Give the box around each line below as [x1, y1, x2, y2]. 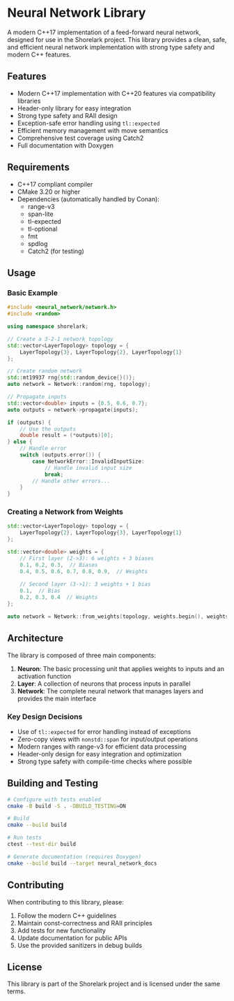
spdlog [27, 239, 48, 247]
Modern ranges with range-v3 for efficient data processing [17, 742, 187, 751]
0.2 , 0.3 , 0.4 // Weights [19, 594, 98, 601]
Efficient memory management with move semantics [17, 126, 169, 134]
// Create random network [7, 368, 82, 375]
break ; [44, 470, 64, 478]
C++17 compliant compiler [17, 180, 93, 188]
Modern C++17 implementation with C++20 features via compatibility [17, 89, 216, 97]
